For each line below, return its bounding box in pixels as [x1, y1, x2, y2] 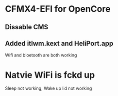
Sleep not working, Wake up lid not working [5, 85, 92, 91]
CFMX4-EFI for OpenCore [5, 3, 111, 15]
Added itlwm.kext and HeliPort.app [5, 39, 114, 47]
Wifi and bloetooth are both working [5, 52, 77, 58]
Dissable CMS [5, 23, 49, 31]
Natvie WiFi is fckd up [5, 69, 95, 80]
